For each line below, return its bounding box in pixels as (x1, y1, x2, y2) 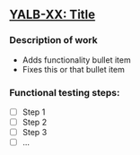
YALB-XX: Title (9, 7, 96, 22)
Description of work (9, 34, 98, 47)
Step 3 (22, 127, 48, 138)
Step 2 (22, 116, 48, 128)
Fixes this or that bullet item (22, 64, 126, 74)
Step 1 (22, 107, 46, 117)
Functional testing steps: (9, 86, 120, 99)
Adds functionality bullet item (22, 54, 132, 65)
